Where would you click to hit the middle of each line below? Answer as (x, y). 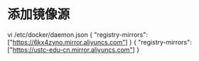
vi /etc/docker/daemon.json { (50, 34)
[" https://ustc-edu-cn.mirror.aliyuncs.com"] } (74, 50)
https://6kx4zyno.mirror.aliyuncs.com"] (70, 42)
